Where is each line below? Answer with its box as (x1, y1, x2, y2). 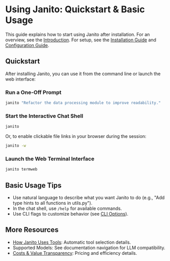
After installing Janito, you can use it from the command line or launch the (5, 70, 161, 77)
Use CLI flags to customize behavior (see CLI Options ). (12, 210, 129, 217)
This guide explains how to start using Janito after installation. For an (5, 31, 150, 37)
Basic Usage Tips (5, 181, 62, 189)
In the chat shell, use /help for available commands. (12, 205, 122, 211)
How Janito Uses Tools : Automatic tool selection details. (12, 239, 131, 245)
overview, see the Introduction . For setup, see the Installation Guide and (5, 37, 157, 43)
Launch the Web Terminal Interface (5, 155, 94, 162)
